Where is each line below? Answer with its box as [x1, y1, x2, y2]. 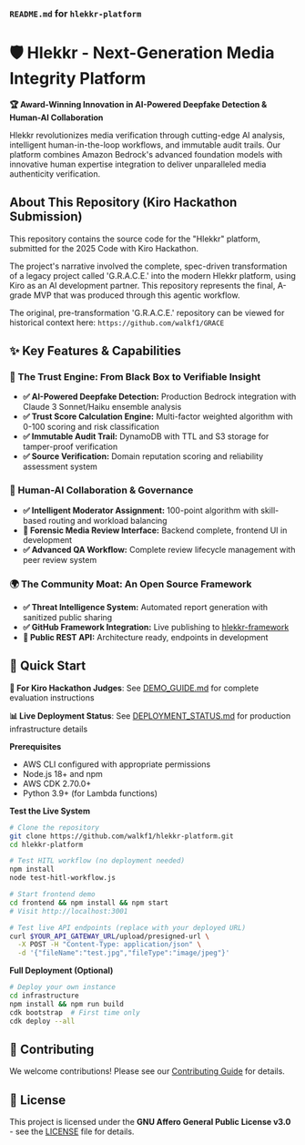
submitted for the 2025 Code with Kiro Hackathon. [9, 242, 198, 253]
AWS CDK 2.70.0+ [22, 778, 92, 789]
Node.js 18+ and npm [22, 768, 103, 779]
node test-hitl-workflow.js [9, 874, 117, 883]
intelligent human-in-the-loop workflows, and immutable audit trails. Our [9, 139, 281, 150]
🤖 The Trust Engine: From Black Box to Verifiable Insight [9, 370, 261, 383]
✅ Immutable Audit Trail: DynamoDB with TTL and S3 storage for [22, 431, 269, 442]
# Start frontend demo [9, 890, 96, 899]
